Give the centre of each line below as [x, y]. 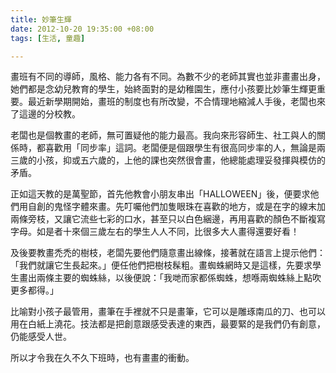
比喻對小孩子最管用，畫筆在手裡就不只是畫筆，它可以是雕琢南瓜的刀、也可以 [168, 312]
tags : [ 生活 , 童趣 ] [48, 38]
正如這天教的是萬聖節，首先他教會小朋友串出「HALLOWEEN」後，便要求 [160, 194]
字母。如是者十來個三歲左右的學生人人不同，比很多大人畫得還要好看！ [155, 232]
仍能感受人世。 [41, 337]
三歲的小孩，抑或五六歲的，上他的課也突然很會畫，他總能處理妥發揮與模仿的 [168, 160]
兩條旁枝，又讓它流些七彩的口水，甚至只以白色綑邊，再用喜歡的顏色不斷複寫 [168, 219]
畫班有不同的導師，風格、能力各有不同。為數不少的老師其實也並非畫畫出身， [168, 77]
